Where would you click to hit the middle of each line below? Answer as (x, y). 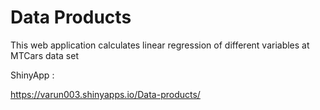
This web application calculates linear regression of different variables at (160, 45)
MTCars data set (44, 55)
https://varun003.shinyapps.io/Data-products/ (105, 94)
